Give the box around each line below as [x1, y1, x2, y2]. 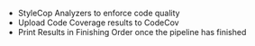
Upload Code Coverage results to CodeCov [17, 17, 179, 28]
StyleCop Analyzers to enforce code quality [17, 8, 180, 18]
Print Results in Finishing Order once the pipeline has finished [17, 27, 247, 37]
